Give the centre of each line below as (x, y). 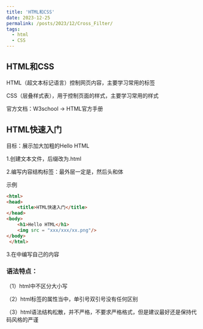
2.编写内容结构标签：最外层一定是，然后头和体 (65, 171)
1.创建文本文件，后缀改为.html (44, 158)
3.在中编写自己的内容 (33, 254)
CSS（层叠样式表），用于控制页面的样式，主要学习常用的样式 (83, 95)
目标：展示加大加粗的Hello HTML (48, 146)
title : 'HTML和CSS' (30, 12)
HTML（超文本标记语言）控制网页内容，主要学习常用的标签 (81, 83)
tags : (13, 29)
